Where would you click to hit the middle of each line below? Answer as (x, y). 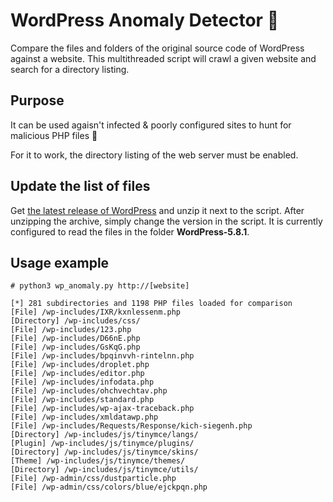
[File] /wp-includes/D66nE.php (75, 339)
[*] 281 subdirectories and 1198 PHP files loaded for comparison (151, 304)
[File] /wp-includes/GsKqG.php (75, 347)
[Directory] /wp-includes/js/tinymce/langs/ (104, 435)
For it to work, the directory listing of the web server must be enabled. (154, 155)
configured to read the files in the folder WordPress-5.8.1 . (130, 231)
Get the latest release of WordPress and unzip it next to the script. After (157, 210)
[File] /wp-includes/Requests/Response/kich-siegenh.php (131, 426)
